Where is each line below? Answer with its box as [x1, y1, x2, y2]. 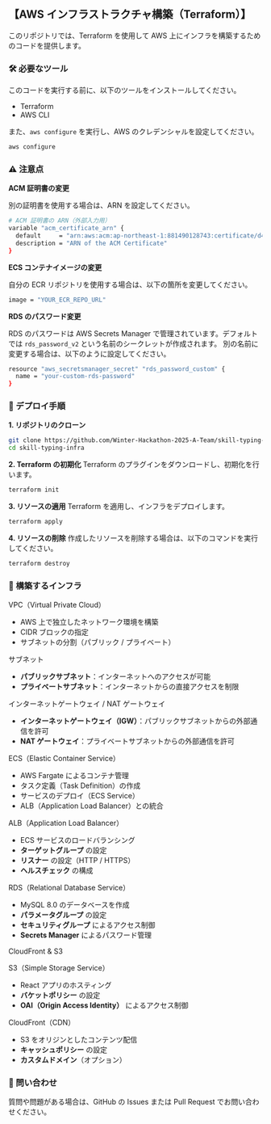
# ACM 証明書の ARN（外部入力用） [8, 217, 111, 225]
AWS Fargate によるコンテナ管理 [19, 771, 129, 781]
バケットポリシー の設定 [19, 991, 101, 1000]
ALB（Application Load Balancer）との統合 [19, 801, 164, 810]
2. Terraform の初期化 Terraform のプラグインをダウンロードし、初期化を [8, 460, 252, 469]
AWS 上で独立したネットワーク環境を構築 [19, 617, 159, 627]
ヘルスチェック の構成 [19, 865, 94, 875]
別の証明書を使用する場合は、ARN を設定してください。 [8, 200, 195, 210]
